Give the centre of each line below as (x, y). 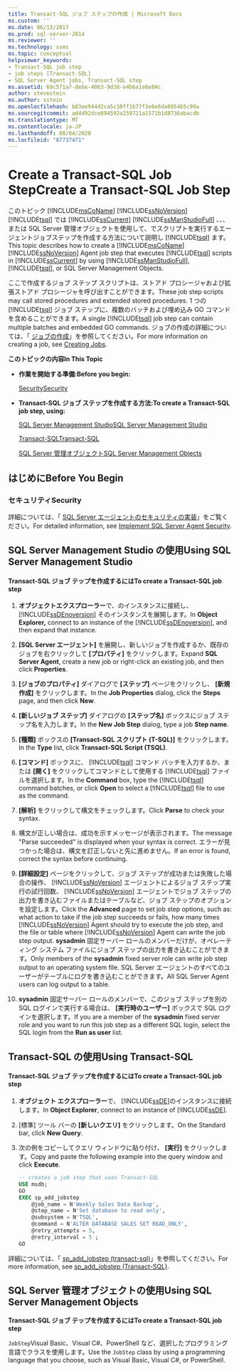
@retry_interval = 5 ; (65, 1237)
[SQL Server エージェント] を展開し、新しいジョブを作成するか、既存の (123, 645)
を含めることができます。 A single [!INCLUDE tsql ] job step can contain (111, 318)
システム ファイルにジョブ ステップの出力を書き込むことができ (131, 950)
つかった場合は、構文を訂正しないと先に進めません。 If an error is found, (124, 851)
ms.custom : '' (29, 21)
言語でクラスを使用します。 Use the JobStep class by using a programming (117, 1352)
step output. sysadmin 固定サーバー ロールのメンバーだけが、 (110, 941)
